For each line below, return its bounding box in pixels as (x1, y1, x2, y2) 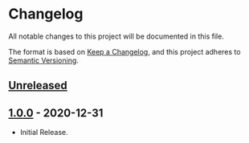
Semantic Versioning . (8, 55, 79, 65)
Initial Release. (19, 128, 68, 137)
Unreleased (8, 79, 68, 92)
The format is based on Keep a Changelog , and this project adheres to (8, 47, 241, 56)
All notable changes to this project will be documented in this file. (8, 31, 225, 41)
